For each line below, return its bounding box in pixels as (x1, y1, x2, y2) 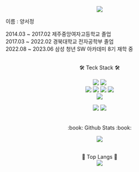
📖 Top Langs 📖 (82, 153, 118, 160)
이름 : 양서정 (5, 18, 35, 24)
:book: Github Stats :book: (67, 124, 132, 131)
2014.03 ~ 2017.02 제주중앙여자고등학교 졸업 (5, 30, 112, 38)
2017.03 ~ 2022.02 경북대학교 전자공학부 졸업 (5, 38, 114, 45)
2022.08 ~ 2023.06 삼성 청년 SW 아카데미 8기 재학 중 (5, 45, 134, 53)
